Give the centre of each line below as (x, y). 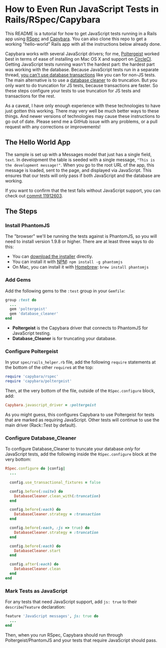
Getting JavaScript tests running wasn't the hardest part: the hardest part (80, 64)
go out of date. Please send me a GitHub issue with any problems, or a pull (81, 121)
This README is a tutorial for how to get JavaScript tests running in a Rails (81, 33)
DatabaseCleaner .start (37, 551)
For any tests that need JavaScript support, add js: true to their (71, 602)
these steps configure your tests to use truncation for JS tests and (73, 91)
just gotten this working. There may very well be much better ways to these (82, 111)
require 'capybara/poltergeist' (38, 381)
